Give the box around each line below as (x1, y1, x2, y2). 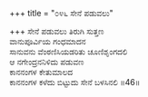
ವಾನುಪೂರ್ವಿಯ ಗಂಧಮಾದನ (9, 36, 86, 46)
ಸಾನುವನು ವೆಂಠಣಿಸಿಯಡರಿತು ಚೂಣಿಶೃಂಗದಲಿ (9, 46, 128, 57)
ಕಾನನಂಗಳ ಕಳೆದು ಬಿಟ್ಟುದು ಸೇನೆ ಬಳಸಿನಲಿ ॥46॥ (9, 77, 141, 87)
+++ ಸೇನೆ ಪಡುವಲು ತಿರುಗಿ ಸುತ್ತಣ (9, 26, 104, 36)
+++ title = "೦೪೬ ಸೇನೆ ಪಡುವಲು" (9, 8, 113, 18)
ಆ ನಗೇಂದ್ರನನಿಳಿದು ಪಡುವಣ (9, 56, 84, 67)
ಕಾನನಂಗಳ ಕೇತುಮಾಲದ (9, 67, 74, 77)
